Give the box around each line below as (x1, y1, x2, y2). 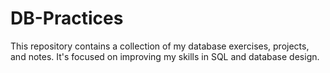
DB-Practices (10, 7, 124, 30)
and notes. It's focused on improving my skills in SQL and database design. (10, 50, 320, 62)
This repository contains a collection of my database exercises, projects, (10, 40, 310, 52)
